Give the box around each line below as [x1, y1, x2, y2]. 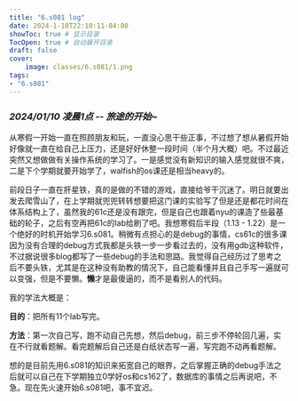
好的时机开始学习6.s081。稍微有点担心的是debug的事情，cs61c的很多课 [24, 229, 287, 239]
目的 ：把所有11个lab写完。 [9, 310, 105, 321]
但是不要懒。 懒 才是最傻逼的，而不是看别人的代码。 [39, 273, 227, 284]
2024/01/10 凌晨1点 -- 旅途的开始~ [9, 110, 158, 123]
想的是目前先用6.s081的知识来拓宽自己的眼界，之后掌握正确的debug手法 [9, 359, 274, 370]
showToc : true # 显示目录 [9, 29, 100, 38]
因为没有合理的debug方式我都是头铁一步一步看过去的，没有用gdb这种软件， [9, 239, 288, 250]
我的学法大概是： [9, 292, 72, 302]
